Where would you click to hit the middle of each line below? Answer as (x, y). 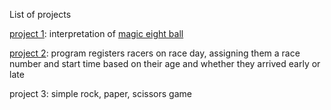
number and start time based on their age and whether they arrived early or (165, 63)
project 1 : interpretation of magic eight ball (96, 33)
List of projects (40, 14)
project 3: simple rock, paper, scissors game (100, 93)
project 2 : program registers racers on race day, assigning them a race (155, 53)
